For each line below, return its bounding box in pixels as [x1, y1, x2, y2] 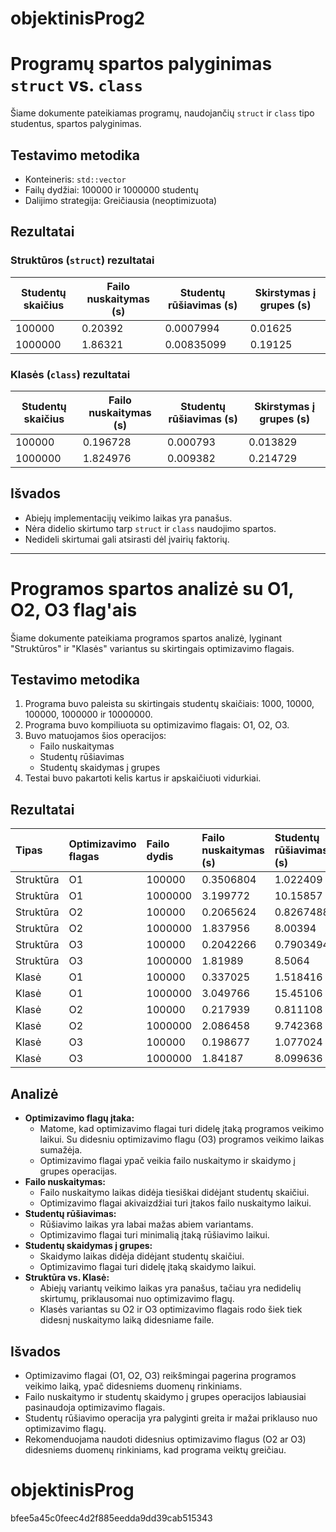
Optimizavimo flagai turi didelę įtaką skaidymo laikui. [39, 1261, 257, 1273]
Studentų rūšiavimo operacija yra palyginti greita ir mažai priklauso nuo [24, 1412, 318, 1424]
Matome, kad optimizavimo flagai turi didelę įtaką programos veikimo [39, 1123, 325, 1135]
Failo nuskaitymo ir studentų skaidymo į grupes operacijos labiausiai [24, 1390, 307, 1402]
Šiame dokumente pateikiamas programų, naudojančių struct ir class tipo [10, 107, 315, 119]
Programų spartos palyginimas [10, 53, 273, 76]
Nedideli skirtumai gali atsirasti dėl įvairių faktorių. [24, 533, 230, 545]
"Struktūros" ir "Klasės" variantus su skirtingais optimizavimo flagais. [10, 642, 295, 654]
